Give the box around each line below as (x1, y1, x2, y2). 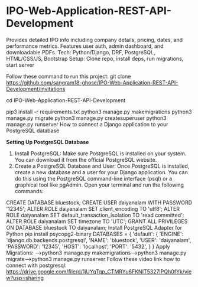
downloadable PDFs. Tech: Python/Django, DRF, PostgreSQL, (6, 48, 155, 56)
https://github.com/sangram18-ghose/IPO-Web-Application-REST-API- (6, 79, 178, 86)
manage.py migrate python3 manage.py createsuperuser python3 (6, 114, 167, 122)
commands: (14, 187, 44, 194)
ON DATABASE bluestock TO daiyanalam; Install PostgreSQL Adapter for (6, 224, 182, 231)
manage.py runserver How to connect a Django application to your (6, 120, 168, 128)
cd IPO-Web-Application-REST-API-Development (6, 96, 126, 104)
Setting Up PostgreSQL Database (6, 138, 89, 145)
